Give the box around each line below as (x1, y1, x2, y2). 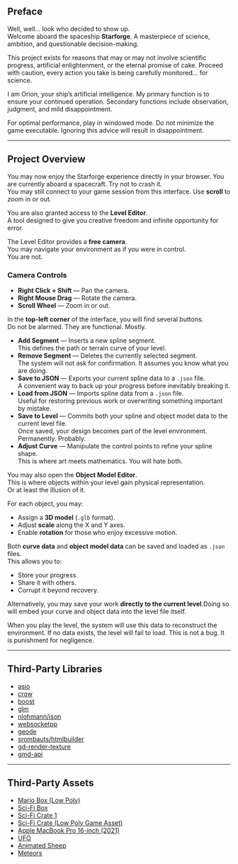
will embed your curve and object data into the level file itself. (7, 607, 186, 616)
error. (7, 223, 23, 232)
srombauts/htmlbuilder (17, 734, 84, 743)
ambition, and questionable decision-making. (7, 39, 140, 48)
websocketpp (17, 719, 58, 728)
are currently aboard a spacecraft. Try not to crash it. (7, 179, 162, 188)
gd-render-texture (17, 742, 72, 751)
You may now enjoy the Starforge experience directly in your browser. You (7, 172, 225, 180)
